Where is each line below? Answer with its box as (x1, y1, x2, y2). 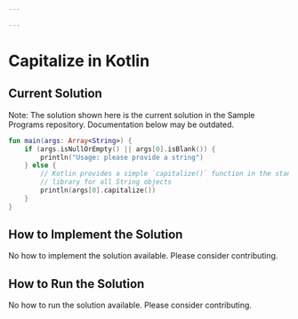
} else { (24, 161, 57, 170)
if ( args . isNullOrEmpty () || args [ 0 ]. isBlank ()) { (24, 144, 216, 154)
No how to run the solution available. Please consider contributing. (8, 299, 253, 311)
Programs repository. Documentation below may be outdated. (8, 119, 235, 130)
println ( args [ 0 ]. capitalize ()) (40, 186, 157, 195)
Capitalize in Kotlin (8, 51, 150, 71)
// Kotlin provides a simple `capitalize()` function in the (40, 170, 272, 179)
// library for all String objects (40, 178, 173, 187)
